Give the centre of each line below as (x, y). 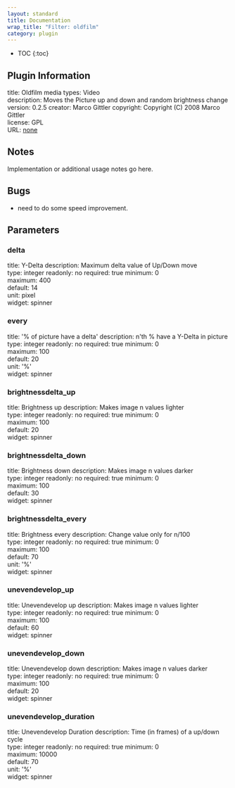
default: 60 (23, 628)
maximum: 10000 (32, 754)
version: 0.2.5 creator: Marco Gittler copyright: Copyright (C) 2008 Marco (114, 108)
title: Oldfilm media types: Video (54, 93)
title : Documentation (39, 20)
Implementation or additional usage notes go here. (80, 169)
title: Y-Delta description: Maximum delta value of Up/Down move (102, 265)
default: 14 (23, 288)
